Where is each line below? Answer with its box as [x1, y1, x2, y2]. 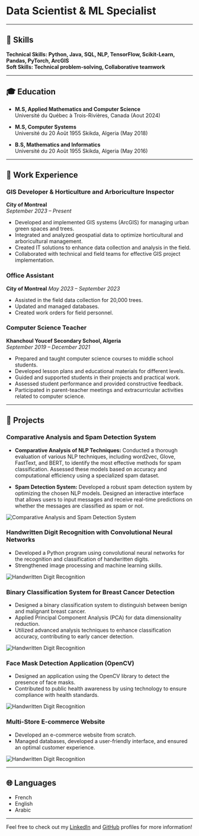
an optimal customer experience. [14, 744, 96, 751]
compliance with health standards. [14, 692, 99, 699]
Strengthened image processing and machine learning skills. [14, 561, 163, 569]
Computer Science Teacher [6, 324, 87, 332]
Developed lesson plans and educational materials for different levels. [14, 367, 185, 374]
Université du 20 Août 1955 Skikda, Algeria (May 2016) [14, 147, 148, 155]
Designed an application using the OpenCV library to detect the [14, 673, 170, 680]
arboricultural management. [14, 238, 83, 245]
